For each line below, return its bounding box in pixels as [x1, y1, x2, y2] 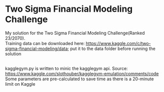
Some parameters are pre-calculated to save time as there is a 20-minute [5, 76, 154, 82]
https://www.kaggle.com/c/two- [86, 40, 151, 46]
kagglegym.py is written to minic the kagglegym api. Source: [5, 65, 128, 71]
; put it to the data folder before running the [67, 46, 156, 51]
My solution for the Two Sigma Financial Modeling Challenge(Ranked [5, 30, 145, 36]
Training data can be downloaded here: [5, 40, 85, 46]
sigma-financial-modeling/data [5, 46, 68, 51]
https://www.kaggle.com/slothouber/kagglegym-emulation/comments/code [5, 70, 159, 76]
